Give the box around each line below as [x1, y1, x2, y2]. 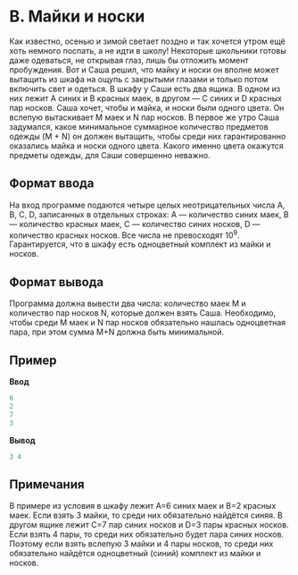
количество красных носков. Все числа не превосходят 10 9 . [9, 228, 240, 241]
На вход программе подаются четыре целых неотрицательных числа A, [9, 199, 286, 210]
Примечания [9, 477, 85, 492]
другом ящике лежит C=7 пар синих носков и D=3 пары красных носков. [9, 520, 289, 530]
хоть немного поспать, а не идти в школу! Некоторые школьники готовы [9, 45, 287, 55]
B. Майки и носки [9, 6, 145, 27]
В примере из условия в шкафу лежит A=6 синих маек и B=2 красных [9, 501, 277, 512]
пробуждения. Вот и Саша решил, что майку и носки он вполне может [9, 64, 279, 75]
